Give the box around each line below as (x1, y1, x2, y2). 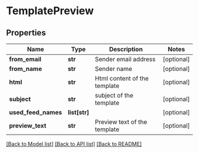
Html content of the (94, 74, 149, 82)
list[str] (68, 108, 89, 116)
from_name (9, 65, 43, 73)
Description (109, 45, 143, 53)
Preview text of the (94, 118, 147, 126)
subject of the (94, 92, 134, 99)
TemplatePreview (6, 4, 94, 18)
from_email (9, 55, 41, 63)
